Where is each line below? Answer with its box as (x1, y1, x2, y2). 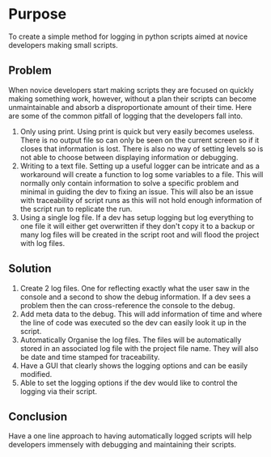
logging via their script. (19, 386, 97, 396)
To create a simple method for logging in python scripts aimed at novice (8, 32, 248, 41)
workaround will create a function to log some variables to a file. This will (19, 169, 264, 179)
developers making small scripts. (8, 40, 119, 49)
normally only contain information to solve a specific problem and (19, 178, 239, 188)
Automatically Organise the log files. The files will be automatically (19, 335, 242, 345)
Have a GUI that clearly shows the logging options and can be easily (19, 361, 248, 370)
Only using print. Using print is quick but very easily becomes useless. (19, 126, 255, 136)
